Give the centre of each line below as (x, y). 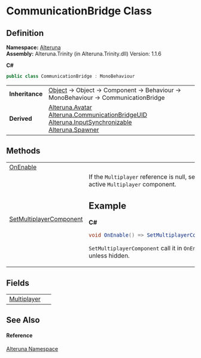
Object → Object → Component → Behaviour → (115, 90)
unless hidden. (109, 256)
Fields (18, 283)
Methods (23, 151)
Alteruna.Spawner (74, 130)
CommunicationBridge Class (79, 11)
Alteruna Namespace (32, 348)
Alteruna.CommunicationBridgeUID (98, 115)
